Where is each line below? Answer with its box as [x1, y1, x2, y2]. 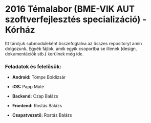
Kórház [5, 25, 35, 35]
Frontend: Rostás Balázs [12, 103, 62, 109]
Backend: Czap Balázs [12, 93, 59, 99]
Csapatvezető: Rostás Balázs [12, 112, 72, 118]
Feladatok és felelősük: [5, 63, 62, 70]
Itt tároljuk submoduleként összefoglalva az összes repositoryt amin [5, 40, 142, 46]
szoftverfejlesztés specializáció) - [5, 14, 147, 25]
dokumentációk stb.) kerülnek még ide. [5, 50, 84, 57]
